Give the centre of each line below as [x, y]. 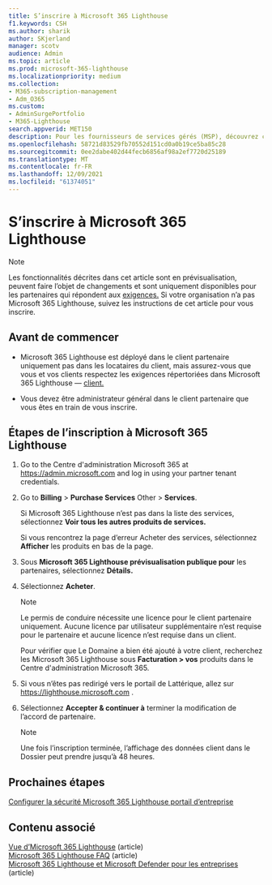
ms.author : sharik [39, 31]
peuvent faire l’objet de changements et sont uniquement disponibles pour [132, 286]
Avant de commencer [64, 337]
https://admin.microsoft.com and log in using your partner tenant [128, 473]
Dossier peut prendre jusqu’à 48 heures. [87, 757]
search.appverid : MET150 [50, 129]
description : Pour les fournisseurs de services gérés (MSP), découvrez [134, 136]
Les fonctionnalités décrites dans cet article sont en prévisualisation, [123, 277]
